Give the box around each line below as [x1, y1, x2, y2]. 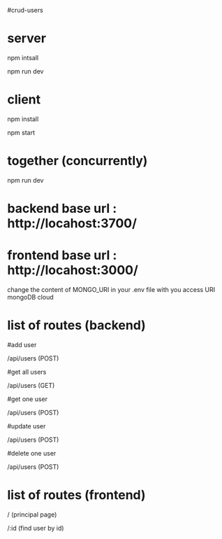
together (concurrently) [7, 153, 148, 169]
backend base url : [7, 201, 117, 216]
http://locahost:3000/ [7, 262, 138, 279]
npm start [7, 128, 36, 136]
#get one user [7, 395, 47, 403]
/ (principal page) [7, 510, 57, 519]
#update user [7, 421, 46, 430]
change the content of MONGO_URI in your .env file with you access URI [7, 285, 216, 293]
